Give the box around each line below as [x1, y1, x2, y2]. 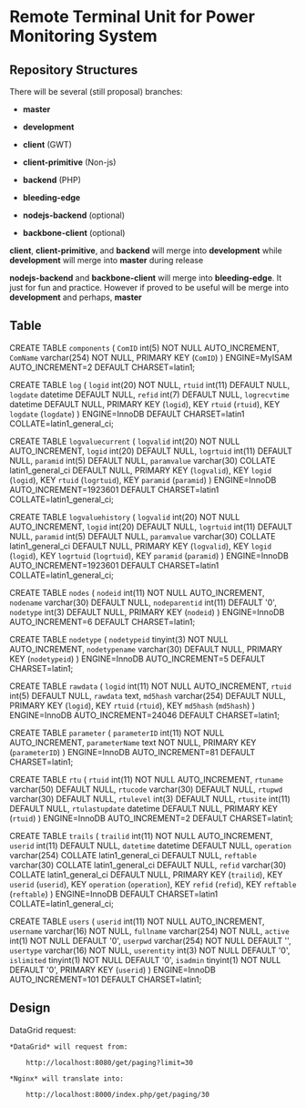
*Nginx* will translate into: [9, 1073, 125, 1083]
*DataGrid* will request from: [9, 1041, 128, 1052]
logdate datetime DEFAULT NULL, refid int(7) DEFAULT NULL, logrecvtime [9, 389, 290, 400]
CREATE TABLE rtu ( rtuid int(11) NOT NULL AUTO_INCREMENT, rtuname [9, 774, 284, 785]
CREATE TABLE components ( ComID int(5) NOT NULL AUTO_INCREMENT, [9, 342, 280, 353]
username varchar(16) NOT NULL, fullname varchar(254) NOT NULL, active [9, 925, 290, 936]
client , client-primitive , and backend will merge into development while [9, 245, 282, 256]
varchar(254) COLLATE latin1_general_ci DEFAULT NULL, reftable [9, 849, 258, 860]
